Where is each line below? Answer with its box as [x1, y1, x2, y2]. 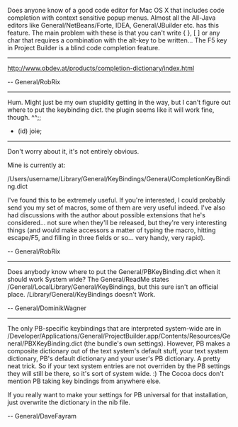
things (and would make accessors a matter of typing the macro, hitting [7, 226, 216, 234]
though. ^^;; [7, 113, 42, 121]
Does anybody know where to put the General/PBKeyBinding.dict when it [7, 268, 221, 275]
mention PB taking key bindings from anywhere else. [7, 377, 161, 385]
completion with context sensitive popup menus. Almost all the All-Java [7, 13, 216, 22]
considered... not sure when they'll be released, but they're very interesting [7, 219, 227, 227]
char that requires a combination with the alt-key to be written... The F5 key [7, 36, 227, 45]
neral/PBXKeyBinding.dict [7, 339, 83, 348]
